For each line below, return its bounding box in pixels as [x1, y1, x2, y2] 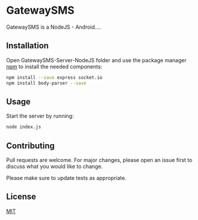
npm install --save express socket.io [6, 74, 103, 81]
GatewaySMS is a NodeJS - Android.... [6, 23, 101, 30]
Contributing [6, 140, 55, 151]
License [6, 192, 36, 202]
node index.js [6, 124, 42, 130]
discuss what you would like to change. [6, 163, 103, 170]
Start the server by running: [6, 112, 74, 120]
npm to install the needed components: [6, 63, 103, 70]
